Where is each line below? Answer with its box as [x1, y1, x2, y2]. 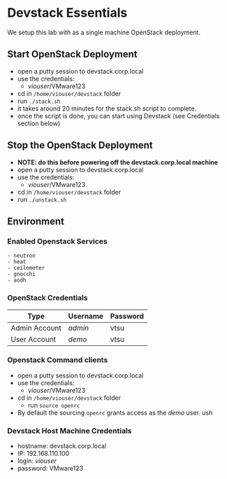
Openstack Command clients [7, 355, 108, 365]
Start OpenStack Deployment [7, 48, 138, 60]
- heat [7, 258, 27, 265]
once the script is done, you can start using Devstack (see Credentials [17, 111, 220, 120]
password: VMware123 [17, 464, 84, 473]
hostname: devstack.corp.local [17, 442, 107, 450]
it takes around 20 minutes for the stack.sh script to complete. [17, 104, 197, 113]
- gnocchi [7, 271, 36, 278]
